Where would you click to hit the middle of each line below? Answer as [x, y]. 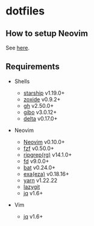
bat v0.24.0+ [39, 168]
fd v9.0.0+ [36, 161]
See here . [17, 48]
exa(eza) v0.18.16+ [46, 174]
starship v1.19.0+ [44, 93]
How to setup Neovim [47, 33]
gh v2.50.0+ [39, 105]
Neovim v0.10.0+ [44, 142]
